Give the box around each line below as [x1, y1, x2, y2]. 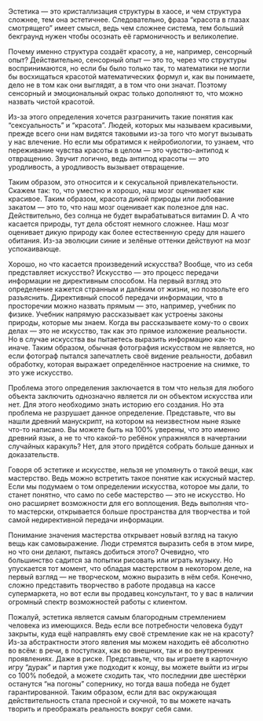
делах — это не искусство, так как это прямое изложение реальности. [8, 326, 247, 335]
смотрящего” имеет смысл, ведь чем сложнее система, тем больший [8, 24, 244, 32]
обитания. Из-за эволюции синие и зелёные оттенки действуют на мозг [8, 236, 251, 245]
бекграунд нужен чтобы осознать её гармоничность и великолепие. [8, 31, 239, 41]
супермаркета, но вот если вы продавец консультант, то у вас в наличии [8, 589, 254, 598]
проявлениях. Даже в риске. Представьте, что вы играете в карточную [8, 654, 249, 663]
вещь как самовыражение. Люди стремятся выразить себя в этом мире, [8, 539, 255, 548]
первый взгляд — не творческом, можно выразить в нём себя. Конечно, [8, 573, 253, 581]
